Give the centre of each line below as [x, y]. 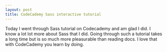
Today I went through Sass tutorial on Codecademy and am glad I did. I [78, 28]
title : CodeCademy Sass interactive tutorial [53, 14]
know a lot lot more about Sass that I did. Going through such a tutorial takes [84, 34]
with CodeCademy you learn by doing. [45, 44]
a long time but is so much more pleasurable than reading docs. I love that [81, 39]
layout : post [19, 10]
